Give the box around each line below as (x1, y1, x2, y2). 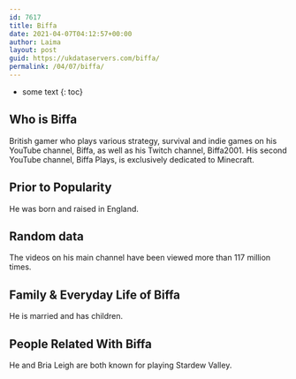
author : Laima (9, 37, 62, 47)
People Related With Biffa (9, 337, 152, 352)
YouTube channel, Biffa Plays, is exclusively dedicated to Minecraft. (9, 154, 254, 164)
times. (9, 262, 32, 272)
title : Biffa (9, 21, 57, 30)
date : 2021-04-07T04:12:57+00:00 (9, 29, 133, 38)
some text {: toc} (21, 86, 84, 97)
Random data (9, 229, 84, 244)
